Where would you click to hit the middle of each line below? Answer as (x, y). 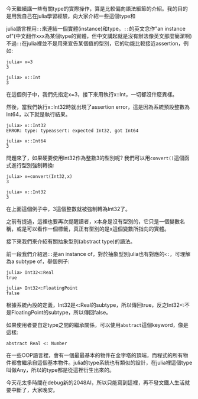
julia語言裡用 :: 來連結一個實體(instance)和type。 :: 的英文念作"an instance (96, 29)
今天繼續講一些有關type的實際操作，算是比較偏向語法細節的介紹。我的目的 (97, 9)
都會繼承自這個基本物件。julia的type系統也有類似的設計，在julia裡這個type (102, 363)
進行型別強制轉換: (33, 165)
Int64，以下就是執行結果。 (38, 114)
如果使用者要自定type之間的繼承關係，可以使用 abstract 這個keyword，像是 (98, 325)
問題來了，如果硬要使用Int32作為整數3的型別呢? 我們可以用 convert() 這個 (95, 158)
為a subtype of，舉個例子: (38, 261)
